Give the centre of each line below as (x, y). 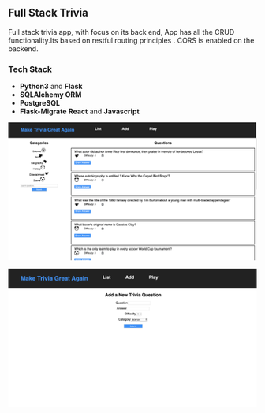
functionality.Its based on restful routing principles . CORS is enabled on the (131, 40)
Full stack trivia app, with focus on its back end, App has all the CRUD (121, 32)
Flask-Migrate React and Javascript (79, 112)
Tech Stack (30, 69)
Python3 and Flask (51, 87)
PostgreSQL (40, 103)
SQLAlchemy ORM (50, 95)
